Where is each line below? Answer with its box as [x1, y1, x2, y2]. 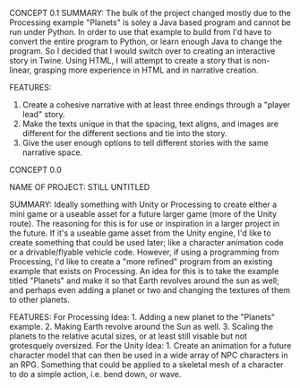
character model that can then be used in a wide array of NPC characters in [9, 349, 288, 360]
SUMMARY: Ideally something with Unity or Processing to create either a [9, 199, 278, 210]
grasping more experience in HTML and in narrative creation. [33, 65, 259, 75]
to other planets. [9, 295, 70, 305]
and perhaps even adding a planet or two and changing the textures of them [9, 285, 291, 295]
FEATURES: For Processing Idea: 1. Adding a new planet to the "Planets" [9, 312, 276, 322]
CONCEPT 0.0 [9, 165, 63, 175]
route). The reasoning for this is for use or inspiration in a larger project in [9, 219, 280, 228]
